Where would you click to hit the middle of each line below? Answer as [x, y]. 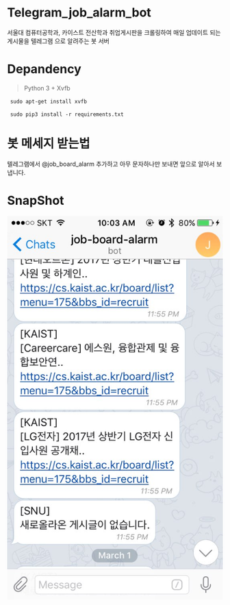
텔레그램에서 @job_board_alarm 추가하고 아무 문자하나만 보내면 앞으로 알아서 [111, 164]
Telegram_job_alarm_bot [79, 13]
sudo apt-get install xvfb [49, 101]
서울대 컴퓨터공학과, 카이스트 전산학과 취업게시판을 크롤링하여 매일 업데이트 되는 [114, 32]
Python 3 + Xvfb [47, 88]
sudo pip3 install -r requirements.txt [67, 114]
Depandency [44, 69]
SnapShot [36, 201]
